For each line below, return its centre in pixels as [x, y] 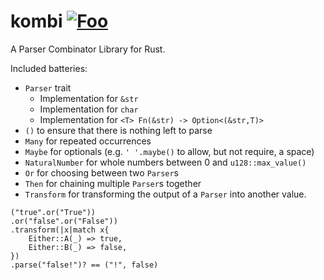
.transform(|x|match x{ [60, 230]
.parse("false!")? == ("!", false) [84, 265]
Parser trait [48, 87]
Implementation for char [89, 109]
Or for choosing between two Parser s [101, 172]
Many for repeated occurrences [88, 141]
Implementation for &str [89, 98]
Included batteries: [49, 68]
